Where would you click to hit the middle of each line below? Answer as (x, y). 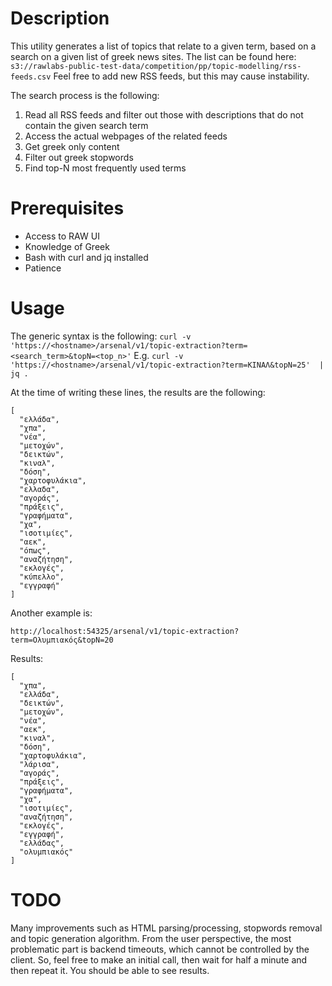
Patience (43, 268)
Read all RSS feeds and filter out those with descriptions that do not (164, 114)
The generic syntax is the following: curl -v (101, 336)
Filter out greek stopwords (79, 157)
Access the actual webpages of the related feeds (126, 136)
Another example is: (51, 613)
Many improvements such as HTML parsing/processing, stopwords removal (166, 928)
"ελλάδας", (42, 843)
